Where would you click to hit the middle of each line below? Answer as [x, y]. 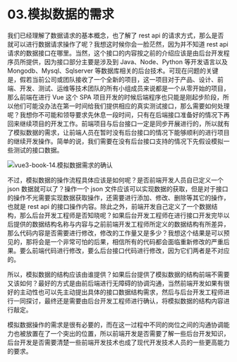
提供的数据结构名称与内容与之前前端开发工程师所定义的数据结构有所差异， [121, 224]
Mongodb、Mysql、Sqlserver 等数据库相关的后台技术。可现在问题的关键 [113, 71]
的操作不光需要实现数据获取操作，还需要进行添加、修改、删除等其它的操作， [119, 198]
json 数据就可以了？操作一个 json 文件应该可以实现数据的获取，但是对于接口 [118, 188]
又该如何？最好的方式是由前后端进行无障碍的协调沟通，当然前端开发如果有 [115, 283]
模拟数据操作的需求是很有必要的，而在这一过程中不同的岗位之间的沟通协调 [115, 325]
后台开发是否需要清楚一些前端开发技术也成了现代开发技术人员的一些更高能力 [119, 342]
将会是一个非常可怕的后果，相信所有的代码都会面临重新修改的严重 [127, 241]
